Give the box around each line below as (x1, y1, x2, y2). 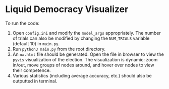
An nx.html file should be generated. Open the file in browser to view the (12, 51, 164, 57)
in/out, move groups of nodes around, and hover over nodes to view (12, 62, 154, 68)
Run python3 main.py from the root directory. (12, 46, 106, 52)
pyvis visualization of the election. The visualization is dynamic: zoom (12, 56, 158, 62)
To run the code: (5, 20, 40, 26)
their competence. (12, 67, 51, 73)
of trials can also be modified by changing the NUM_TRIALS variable (12, 35, 150, 41)
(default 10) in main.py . (12, 40, 60, 46)
